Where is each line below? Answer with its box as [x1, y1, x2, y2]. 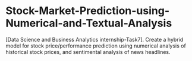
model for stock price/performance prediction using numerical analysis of [5, 42, 187, 49]
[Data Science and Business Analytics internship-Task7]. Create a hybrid [5, 36, 184, 43]
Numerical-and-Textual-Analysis [5, 16, 172, 30]
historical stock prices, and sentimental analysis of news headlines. [5, 48, 171, 55]
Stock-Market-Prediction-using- [5, 4, 170, 18]
